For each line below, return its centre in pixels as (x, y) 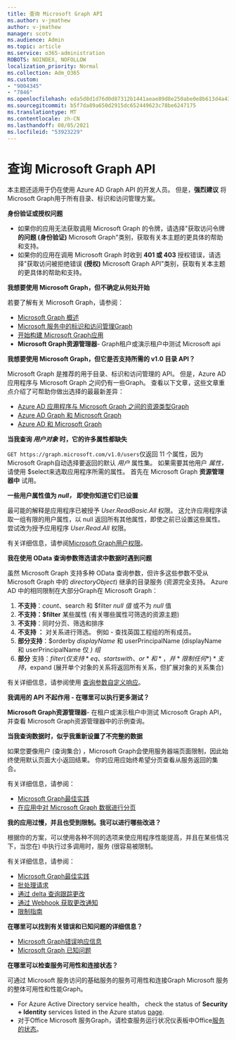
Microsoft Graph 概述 (48, 317)
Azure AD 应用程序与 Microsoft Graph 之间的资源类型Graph (103, 407)
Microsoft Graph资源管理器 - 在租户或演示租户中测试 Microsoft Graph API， (117, 712)
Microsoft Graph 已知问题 (54, 950)
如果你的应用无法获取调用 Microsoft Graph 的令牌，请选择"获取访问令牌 (121, 228)
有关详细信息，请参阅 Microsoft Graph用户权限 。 (77, 543)
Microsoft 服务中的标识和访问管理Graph (75, 326)
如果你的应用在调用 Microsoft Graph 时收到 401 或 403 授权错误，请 (116, 255)
